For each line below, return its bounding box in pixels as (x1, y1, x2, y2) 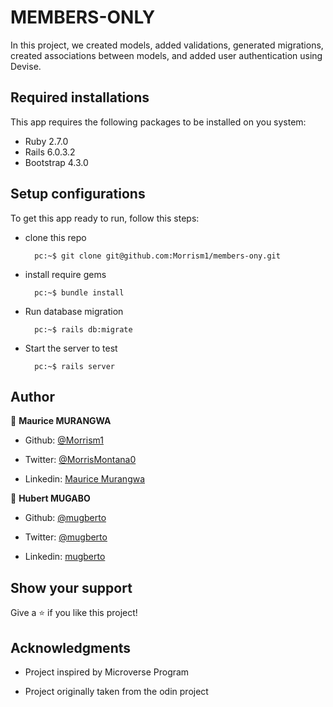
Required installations (10, 89, 150, 106)
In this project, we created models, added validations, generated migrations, (10, 39, 324, 51)
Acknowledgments (10, 639, 132, 656)
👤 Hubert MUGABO (10, 492, 91, 505)
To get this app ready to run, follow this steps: (10, 212, 200, 224)
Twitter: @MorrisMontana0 (24, 454, 137, 466)
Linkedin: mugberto (24, 551, 106, 563)
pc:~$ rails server (34, 361, 115, 371)
